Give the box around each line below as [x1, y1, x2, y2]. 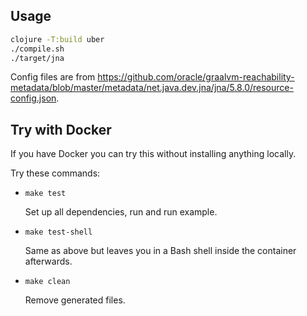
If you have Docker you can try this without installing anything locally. [10, 148, 297, 160]
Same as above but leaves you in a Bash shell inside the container [24, 245, 297, 257]
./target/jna [10, 53, 65, 63]
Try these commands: [10, 167, 101, 179]
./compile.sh [10, 44, 65, 54]
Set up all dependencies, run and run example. [24, 206, 218, 218]
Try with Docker [10, 121, 112, 138]
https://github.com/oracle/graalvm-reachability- [97, 71, 295, 83]
